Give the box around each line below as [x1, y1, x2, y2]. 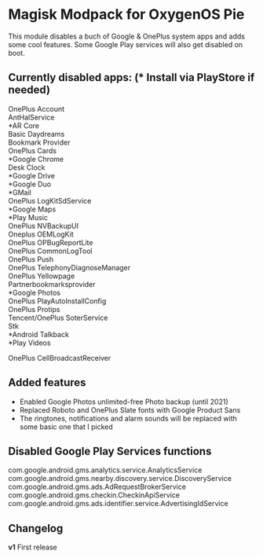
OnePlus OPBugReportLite [8, 237, 93, 247]
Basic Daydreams [8, 129, 65, 138]
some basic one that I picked [19, 422, 113, 431]
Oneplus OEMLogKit [8, 229, 74, 239]
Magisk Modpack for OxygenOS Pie [8, 6, 245, 24]
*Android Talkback [8, 329, 69, 339]
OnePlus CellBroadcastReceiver [8, 353, 111, 362]
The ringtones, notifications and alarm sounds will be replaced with [19, 413, 237, 423]
